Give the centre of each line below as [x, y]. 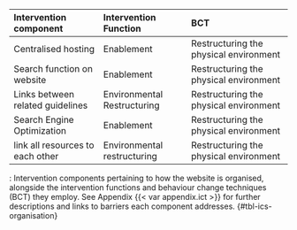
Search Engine [44, 120]
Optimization [40, 130]
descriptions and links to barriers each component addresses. [122, 206]
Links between [44, 94]
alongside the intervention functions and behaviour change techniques [138, 188]
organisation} [34, 215]
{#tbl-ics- [255, 206]
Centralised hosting [54, 49]
